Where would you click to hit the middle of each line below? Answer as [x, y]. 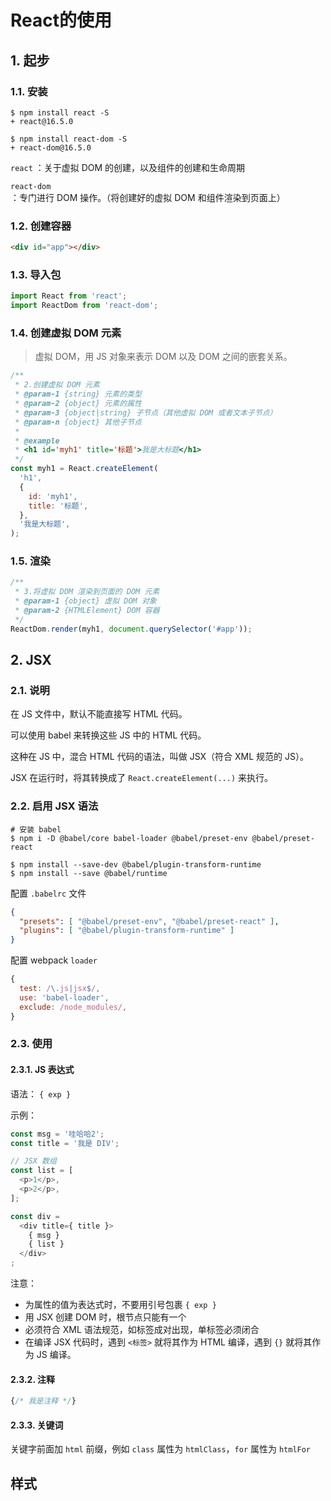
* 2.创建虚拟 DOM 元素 [57, 385]
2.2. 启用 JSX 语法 [54, 806]
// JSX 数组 [33, 1161]
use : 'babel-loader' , [64, 997]
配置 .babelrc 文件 [48, 893]
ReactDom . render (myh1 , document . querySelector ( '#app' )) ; [131, 629]
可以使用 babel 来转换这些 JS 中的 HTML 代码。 [108, 735]
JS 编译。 [56, 1355]
